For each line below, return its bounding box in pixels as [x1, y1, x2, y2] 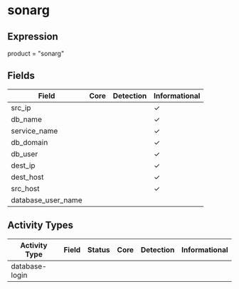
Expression [7, 31, 58, 43]
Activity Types [7, 219, 73, 231]
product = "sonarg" [7, 49, 65, 58]
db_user [11, 148, 38, 158]
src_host [11, 183, 40, 193]
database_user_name [11, 195, 83, 205]
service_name [11, 126, 58, 136]
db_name [11, 114, 43, 124]
